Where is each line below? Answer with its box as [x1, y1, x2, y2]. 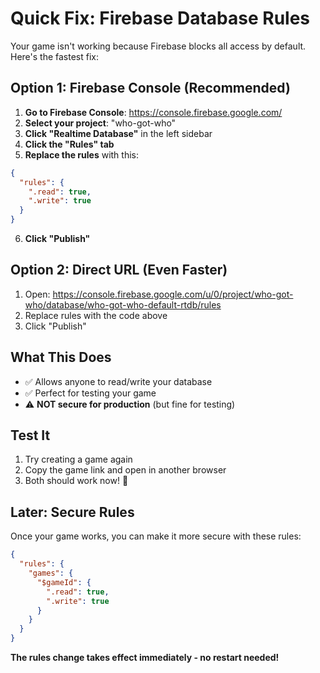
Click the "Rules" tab [24, 138, 115, 150]
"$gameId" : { [36, 577, 92, 587]
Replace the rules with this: [24, 148, 139, 161]
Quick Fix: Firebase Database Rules [10, 7, 311, 30]
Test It [10, 427, 51, 444]
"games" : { [28, 568, 74, 578]
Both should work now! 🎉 [24, 475, 129, 487]
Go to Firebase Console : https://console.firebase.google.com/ [24, 106, 283, 118]
